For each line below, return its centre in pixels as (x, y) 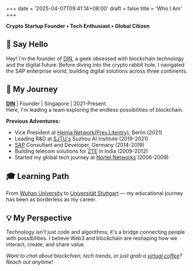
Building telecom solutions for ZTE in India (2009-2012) (81, 151)
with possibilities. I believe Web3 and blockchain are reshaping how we (92, 238)
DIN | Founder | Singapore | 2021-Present (56, 103)
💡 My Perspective (39, 218)
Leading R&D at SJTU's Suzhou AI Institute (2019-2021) (81, 138)
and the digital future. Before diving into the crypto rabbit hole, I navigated (95, 64)
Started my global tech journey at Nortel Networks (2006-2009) (92, 157)
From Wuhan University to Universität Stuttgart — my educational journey (94, 193)
